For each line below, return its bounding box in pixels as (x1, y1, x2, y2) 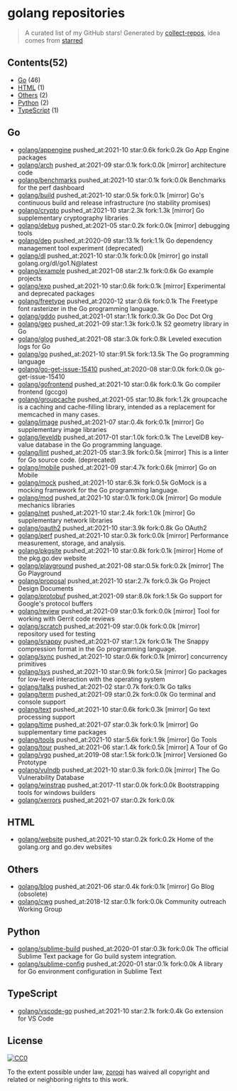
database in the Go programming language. (35, 440, 163, 449)
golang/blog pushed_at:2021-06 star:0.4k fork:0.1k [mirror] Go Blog (17, 882, 215, 891)
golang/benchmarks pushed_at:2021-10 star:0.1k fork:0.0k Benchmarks (17, 176, 226, 184)
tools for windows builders (17, 788, 96, 796)
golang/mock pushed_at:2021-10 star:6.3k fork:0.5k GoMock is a (17, 478, 207, 487)
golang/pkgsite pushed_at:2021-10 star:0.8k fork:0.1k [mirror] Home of (17, 546, 224, 554)
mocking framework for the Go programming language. (17, 485, 180, 494)
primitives (17, 660, 47, 668)
